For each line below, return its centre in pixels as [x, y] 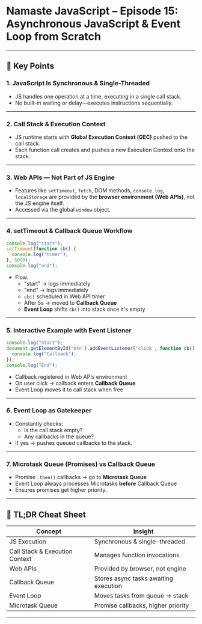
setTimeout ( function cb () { [41, 249]
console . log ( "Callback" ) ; [44, 354]
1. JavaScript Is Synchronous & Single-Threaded [78, 84]
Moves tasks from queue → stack [141, 595]
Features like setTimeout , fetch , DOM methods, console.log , [90, 191]
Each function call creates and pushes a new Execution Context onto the [105, 150]
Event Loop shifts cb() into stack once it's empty [84, 309]
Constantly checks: [39, 424]
